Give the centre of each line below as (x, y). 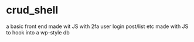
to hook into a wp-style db (38, 32)
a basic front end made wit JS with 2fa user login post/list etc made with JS (97, 26)
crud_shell (32, 10)
